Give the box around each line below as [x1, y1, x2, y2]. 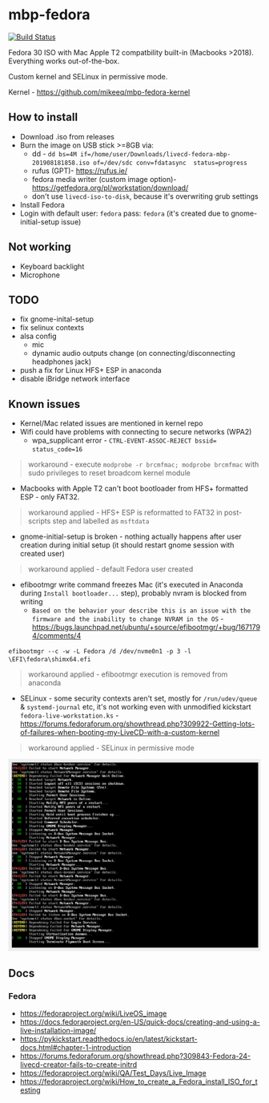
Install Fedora [19, 200, 66, 209]
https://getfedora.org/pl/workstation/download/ [31, 183, 189, 192]
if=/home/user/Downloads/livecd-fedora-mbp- [79, 150, 231, 158]
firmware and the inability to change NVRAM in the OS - [31, 614, 224, 624]
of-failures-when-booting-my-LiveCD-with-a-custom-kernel [19, 728, 220, 737]
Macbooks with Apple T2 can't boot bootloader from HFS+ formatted [19, 483, 248, 494]
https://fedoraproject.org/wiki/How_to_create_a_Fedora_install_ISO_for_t [19, 1077, 258, 1087]
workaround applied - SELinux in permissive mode [27, 743, 195, 753]
